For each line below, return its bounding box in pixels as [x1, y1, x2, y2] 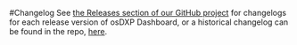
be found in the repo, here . [9, 26, 108, 36]
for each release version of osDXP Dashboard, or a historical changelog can [9, 17, 289, 27]
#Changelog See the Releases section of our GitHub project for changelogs [9, 8, 287, 18]
